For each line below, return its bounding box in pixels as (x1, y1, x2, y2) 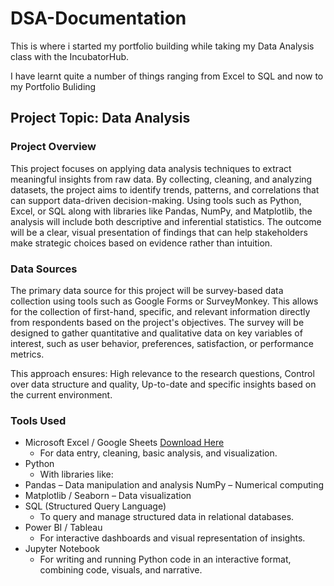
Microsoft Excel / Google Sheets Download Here (24, 437, 225, 449)
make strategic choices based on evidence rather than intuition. (10, 237, 273, 249)
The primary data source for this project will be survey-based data (10, 284, 284, 296)
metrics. (10, 348, 45, 360)
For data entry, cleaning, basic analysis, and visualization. (39, 447, 278, 459)
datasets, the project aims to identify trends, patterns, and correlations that (10, 183, 320, 196)
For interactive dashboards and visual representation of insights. (39, 532, 306, 544)
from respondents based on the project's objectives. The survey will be (10, 316, 305, 328)
